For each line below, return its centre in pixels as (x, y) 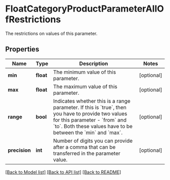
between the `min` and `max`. (88, 133)
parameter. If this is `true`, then (90, 107)
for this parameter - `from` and (90, 120)
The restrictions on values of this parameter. (51, 33)
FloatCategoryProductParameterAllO (85, 9)
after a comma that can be (84, 147)
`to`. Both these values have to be (93, 126)
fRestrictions (33, 19)
